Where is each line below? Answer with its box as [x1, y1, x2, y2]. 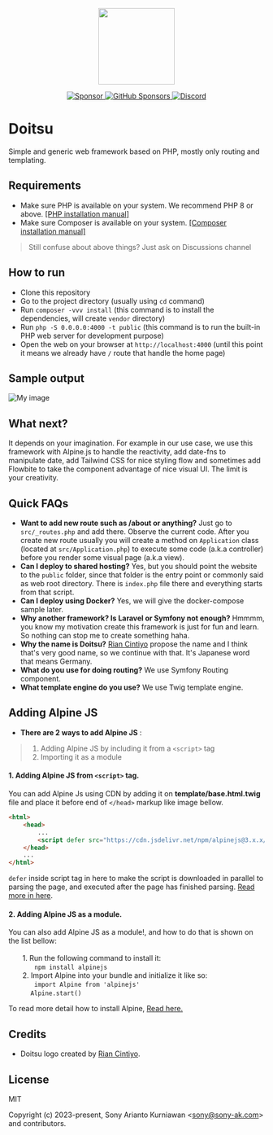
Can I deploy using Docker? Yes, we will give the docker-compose [19, 596, 245, 606]
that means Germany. [19, 656, 93, 666]
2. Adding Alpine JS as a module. [8, 909, 123, 919]
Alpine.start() [30, 989, 82, 997]
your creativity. [8, 473, 59, 483]
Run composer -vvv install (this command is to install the [19, 305, 214, 314]
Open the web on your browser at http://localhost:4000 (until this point [19, 339, 263, 349]
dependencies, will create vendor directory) [19, 313, 166, 323]
